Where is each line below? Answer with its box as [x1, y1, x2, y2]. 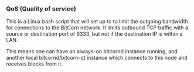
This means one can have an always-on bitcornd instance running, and [6, 48, 178, 55]
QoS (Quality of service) [6, 5, 76, 13]
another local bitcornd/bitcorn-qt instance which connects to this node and [6, 54, 188, 61]
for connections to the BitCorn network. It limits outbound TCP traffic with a [6, 24, 189, 31]
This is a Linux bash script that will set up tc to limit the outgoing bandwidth [6, 18, 189, 25]
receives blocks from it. [6, 60, 63, 67]
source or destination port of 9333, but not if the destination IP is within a [6, 30, 183, 37]
